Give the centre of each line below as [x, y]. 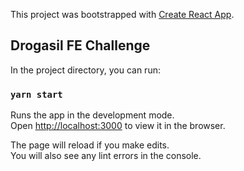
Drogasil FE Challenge [80, 45]
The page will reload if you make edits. [90, 145]
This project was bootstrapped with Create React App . [122, 14]
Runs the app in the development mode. [92, 115]
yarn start [36, 94]
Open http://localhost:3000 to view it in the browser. [118, 126]
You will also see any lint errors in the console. [106, 156]
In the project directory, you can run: [85, 70]
